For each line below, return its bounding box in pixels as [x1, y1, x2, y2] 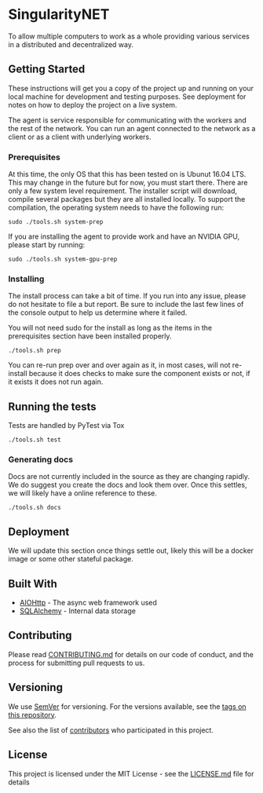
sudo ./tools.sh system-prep [8, 218, 104, 226]
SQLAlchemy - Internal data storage [19, 606, 136, 616]
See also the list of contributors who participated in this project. [8, 725, 214, 735]
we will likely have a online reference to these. [8, 488, 157, 498]
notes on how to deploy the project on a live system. [8, 100, 177, 109]
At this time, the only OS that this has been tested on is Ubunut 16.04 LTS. [8, 170, 247, 179]
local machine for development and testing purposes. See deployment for [8, 92, 247, 101]
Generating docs [8, 454, 73, 465]
